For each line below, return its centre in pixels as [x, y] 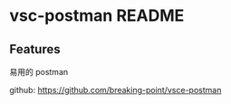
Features [35, 49]
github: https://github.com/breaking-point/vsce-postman [115, 90]
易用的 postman [39, 72]
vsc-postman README [97, 16]
